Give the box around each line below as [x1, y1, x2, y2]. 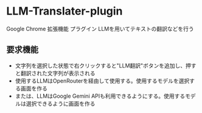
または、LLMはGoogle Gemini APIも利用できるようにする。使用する [15, 92, 186, 100]
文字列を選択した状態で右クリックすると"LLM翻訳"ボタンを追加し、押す [15, 62, 197, 69]
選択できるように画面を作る [26, 100, 96, 107]
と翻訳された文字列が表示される [15, 69, 96, 77]
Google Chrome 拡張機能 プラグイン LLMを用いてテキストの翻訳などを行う [6, 25, 195, 32]
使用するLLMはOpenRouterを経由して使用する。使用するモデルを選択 [15, 77, 190, 84]
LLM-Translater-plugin [6, 4, 123, 18]
